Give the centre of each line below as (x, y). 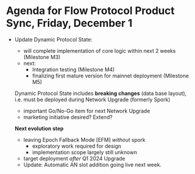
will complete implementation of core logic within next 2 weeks (100, 50)
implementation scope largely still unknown (85, 152)
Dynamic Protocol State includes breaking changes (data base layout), (100, 93)
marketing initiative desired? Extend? (68, 117)
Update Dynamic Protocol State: (53, 39)
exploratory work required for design (77, 146)
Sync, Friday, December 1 (69, 23)
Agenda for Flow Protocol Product (90, 11)
